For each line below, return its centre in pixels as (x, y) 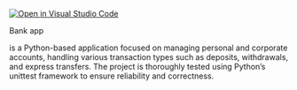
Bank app (27, 30)
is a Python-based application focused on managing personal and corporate (148, 48)
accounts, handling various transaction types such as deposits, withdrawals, (149, 57)
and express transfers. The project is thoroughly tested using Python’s (137, 67)
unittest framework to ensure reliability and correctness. (112, 76)
